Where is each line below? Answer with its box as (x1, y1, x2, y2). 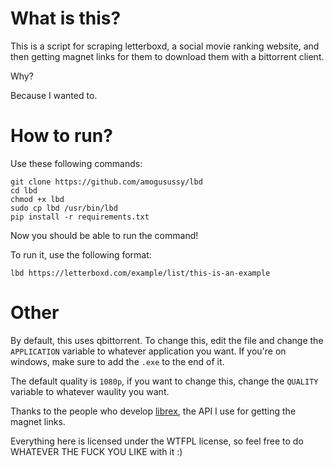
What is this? (10, 7, 122, 30)
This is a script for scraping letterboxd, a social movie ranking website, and (10, 40, 320, 52)
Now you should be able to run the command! (10, 229, 199, 241)
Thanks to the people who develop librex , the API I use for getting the (10, 405, 297, 417)
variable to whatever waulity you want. (10, 385, 170, 397)
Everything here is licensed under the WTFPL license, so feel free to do (10, 435, 304, 447)
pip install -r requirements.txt (10, 212, 150, 222)
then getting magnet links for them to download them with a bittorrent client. (10, 50, 325, 62)
